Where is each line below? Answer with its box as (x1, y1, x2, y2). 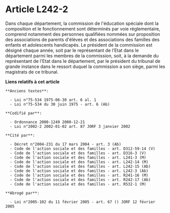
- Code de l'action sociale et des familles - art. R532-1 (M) (10, 182, 146, 187)
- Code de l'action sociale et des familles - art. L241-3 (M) (10, 155, 146, 160)
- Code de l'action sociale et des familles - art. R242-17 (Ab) (10, 177, 151, 182)
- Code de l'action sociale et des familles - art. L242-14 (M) (10, 159, 149, 164)
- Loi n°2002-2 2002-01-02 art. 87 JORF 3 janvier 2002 (10, 124, 130, 129)
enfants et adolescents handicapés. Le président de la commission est (5, 42, 153, 48)
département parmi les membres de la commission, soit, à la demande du (5, 52, 159, 59)
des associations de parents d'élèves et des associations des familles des (5, 37, 160, 43)
